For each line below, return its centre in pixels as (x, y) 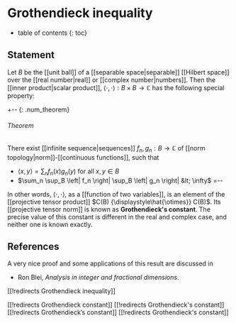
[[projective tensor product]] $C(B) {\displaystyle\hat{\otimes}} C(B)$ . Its (114, 202)
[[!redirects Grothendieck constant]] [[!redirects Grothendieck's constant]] (116, 305)
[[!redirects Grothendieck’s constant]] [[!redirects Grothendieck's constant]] (118, 312)
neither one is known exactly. (50, 224)
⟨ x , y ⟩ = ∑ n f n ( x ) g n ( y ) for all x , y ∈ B (68, 172)
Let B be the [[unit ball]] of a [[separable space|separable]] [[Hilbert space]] (118, 72)
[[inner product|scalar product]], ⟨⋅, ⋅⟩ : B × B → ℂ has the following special (116, 87)
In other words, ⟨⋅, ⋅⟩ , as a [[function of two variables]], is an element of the (116, 194)
